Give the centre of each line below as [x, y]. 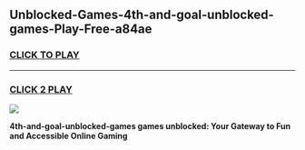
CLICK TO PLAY [44, 55]
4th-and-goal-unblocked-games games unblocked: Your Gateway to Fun [150, 125]
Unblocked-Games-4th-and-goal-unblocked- [142, 15]
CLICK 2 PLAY [41, 89]
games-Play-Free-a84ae [81, 30]
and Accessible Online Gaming [69, 135]
